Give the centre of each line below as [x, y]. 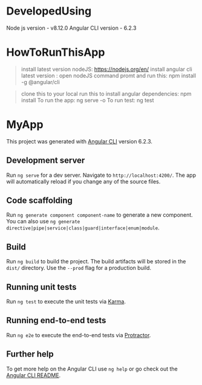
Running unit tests [41, 287]
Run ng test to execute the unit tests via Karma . [66, 301]
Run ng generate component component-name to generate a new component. [100, 215]
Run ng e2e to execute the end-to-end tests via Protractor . [79, 335]
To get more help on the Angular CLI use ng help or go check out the [92, 369]
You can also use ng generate [43, 222]
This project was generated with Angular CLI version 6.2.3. [80, 141]
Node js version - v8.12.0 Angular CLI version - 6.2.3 [71, 28]
